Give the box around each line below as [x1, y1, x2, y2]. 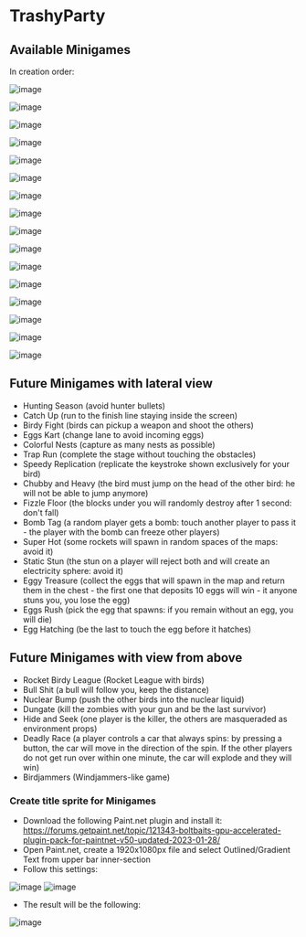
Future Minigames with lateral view [9, 376, 213, 391]
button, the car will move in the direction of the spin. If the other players [22, 742, 292, 753]
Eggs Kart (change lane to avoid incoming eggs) [22, 429, 205, 440]
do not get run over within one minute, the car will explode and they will [22, 751, 292, 763]
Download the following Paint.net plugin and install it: [22, 815, 223, 825]
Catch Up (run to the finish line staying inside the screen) [22, 410, 238, 421]
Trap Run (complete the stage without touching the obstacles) [22, 449, 257, 460]
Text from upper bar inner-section [22, 854, 151, 865]
